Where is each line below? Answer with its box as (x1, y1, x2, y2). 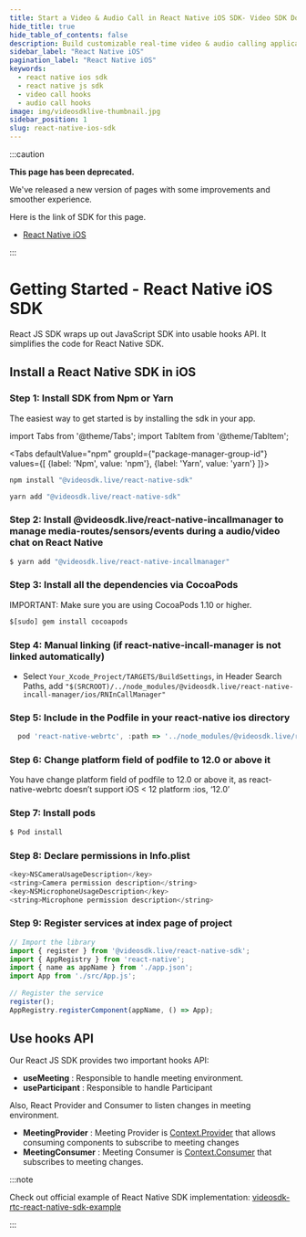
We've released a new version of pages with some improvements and (9, 184, 270, 194)
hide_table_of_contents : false (9, 30, 128, 39)
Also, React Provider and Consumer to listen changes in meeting (9, 1100, 251, 1111)
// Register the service (9, 989, 104, 998)
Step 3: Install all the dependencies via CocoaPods (9, 579, 239, 592)
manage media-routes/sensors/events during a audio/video (9, 525, 280, 538)
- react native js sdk (17, 81, 104, 90)
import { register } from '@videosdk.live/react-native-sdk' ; (9, 946, 250, 955)
